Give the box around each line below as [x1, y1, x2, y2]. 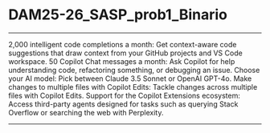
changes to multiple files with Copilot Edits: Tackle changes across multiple [8, 82, 258, 91]
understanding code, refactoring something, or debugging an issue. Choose [8, 65, 260, 75]
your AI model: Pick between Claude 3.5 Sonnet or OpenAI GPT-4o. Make [8, 74, 252, 83]
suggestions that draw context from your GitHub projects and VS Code [8, 48, 243, 58]
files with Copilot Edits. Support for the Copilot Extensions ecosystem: [8, 91, 241, 100]
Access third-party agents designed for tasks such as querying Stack [8, 99, 239, 109]
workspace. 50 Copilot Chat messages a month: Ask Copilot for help [8, 56, 235, 66]
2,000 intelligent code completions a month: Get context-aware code [8, 39, 237, 49]
